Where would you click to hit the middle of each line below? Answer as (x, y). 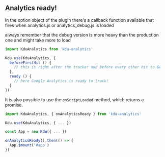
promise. (14, 105)
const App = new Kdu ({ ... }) (36, 132)
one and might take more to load (38, 40)
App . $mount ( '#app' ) (29, 145)
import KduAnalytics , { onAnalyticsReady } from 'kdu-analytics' (73, 114)
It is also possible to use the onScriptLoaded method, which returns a (74, 99)
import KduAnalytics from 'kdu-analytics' (49, 49)
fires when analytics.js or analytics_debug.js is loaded (60, 25)
